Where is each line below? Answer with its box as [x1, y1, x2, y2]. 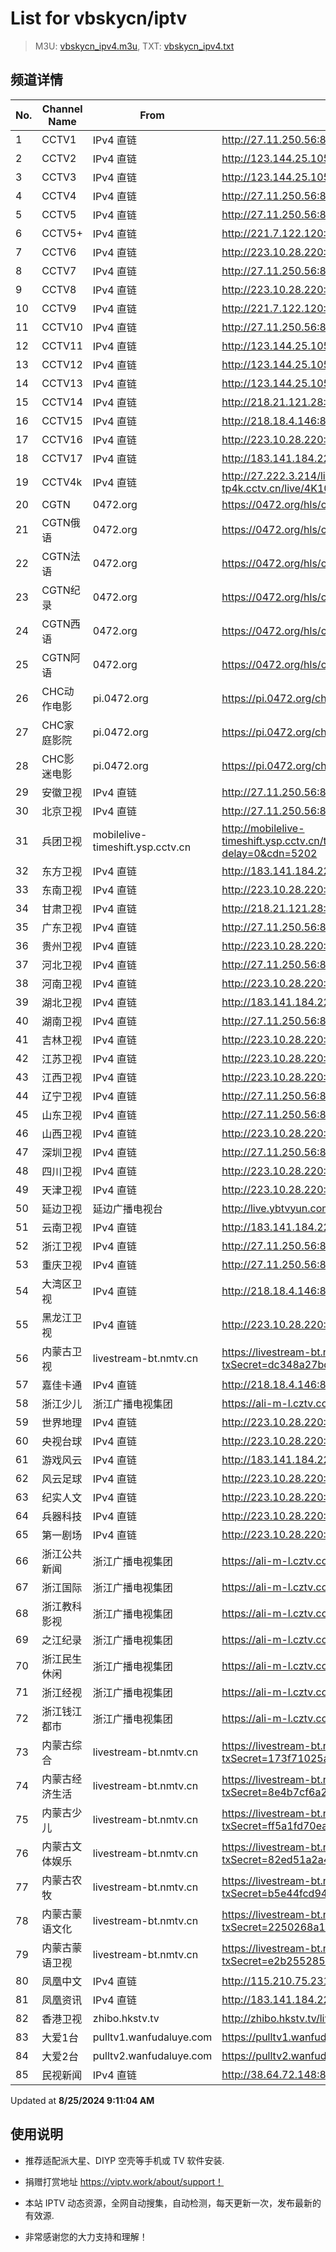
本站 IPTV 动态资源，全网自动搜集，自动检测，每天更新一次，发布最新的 [24, 2197, 322, 2209]
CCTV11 [41, 338, 83, 352]
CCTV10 [41, 320, 83, 334]
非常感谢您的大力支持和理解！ [24, 2230, 148, 2242]
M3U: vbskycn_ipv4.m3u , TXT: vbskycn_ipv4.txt [34, 40, 235, 52]
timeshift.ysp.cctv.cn [92, 840, 192, 854]
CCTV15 [41, 413, 83, 427]
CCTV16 [41, 432, 83, 446]
